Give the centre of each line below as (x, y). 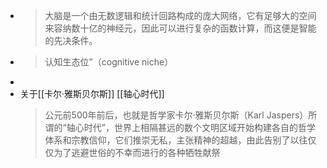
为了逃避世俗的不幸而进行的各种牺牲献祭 (137, 152)
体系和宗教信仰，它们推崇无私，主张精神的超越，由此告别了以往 (176, 140)
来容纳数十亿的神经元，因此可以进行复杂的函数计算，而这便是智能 (180, 28)
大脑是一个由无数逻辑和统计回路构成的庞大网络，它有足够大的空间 (180, 15)
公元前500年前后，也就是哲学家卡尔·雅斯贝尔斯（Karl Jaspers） (176, 115)
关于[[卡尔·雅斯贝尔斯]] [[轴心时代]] (92, 93)
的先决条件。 (71, 40)
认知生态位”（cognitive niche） (109, 62)
